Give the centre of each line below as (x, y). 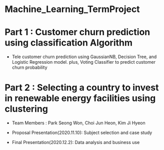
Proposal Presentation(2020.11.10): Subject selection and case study (82, 133)
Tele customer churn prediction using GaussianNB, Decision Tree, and (84, 57)
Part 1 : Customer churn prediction (77, 32)
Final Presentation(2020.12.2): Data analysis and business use (76, 142)
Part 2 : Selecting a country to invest (82, 88)
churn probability (30, 67)
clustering (26, 109)
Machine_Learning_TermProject (72, 9)
